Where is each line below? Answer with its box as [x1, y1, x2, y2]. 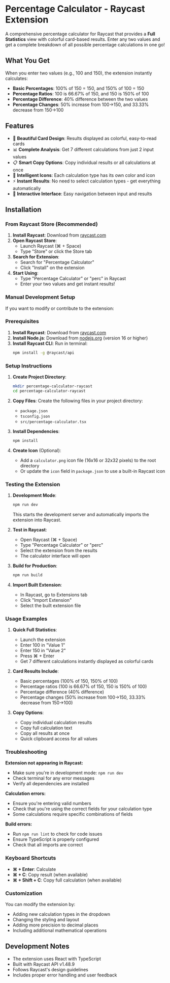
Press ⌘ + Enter [20, 653, 55, 659]
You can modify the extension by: [5, 901, 76, 907]
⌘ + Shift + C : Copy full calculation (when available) [12, 877, 122, 883]
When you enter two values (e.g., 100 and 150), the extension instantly [5, 70, 152, 76]
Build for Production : [12, 563, 57, 569]
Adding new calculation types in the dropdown [12, 911, 111, 917]
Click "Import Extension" [20, 597, 72, 603]
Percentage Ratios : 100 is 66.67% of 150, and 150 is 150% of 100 [12, 90, 149, 97]
